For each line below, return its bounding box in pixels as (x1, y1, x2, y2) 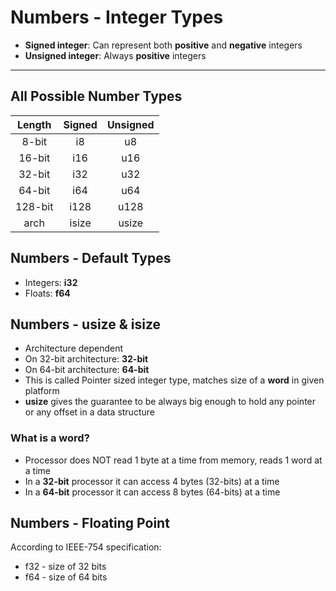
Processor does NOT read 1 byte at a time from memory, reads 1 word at (24, 454, 323, 466)
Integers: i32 (24, 276, 78, 288)
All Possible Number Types (10, 88, 183, 105)
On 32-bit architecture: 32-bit (24, 353, 149, 365)
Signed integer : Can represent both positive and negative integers (24, 39, 303, 51)
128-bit (15, 199, 54, 213)
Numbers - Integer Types (10, 6, 224, 29)
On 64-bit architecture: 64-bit (24, 364, 150, 376)
